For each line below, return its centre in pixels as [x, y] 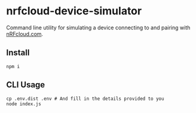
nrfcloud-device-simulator [74, 11]
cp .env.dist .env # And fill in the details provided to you [85, 99]
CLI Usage [26, 85]
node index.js [24, 104]
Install [18, 53]
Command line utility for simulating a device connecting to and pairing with [98, 28]
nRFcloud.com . [25, 33]
